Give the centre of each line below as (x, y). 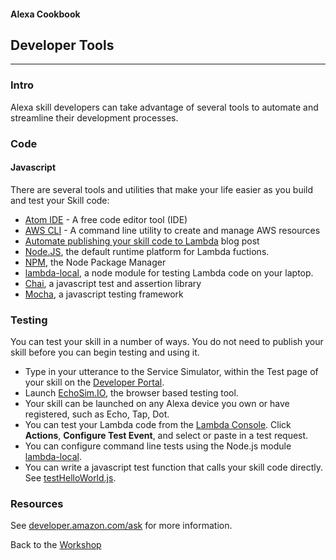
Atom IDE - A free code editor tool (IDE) (106, 219)
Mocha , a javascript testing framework (104, 294)
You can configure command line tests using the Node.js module (158, 446)
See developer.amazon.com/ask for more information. (121, 526)
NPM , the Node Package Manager (95, 262)
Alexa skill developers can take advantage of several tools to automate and (164, 107)
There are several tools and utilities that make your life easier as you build (162, 189)
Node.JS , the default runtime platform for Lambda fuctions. (147, 251)
